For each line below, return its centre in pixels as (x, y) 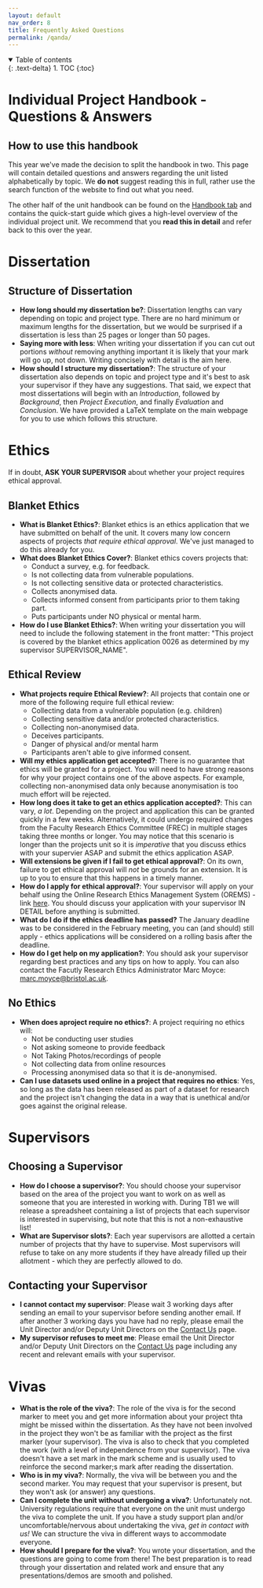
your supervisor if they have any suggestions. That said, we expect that (135, 385)
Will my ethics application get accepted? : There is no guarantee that (132, 760)
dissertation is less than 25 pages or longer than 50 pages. (115, 335)
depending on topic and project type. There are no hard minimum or (130, 318)
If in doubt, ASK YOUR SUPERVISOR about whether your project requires (126, 473)
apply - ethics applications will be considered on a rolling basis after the (136, 936)
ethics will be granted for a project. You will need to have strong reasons (137, 769)
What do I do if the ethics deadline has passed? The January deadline (134, 919)
